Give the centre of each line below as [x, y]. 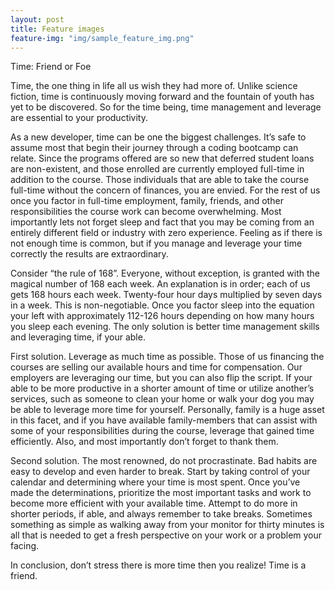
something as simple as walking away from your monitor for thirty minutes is [167, 525]
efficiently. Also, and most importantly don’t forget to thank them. [144, 442]
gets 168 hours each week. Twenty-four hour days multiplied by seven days [166, 295]
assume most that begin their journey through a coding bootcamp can [154, 148]
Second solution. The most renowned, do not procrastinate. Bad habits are [164, 461]
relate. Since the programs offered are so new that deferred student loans [162, 158]
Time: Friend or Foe [51, 67]
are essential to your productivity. [79, 118]
